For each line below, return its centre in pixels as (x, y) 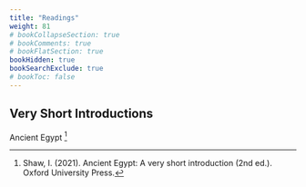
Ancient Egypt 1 (38, 136)
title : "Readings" (44, 18)
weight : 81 (30, 26)
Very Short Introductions (82, 114)
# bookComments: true (51, 43)
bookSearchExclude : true (56, 69)
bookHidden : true (42, 60)
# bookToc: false (42, 77)
